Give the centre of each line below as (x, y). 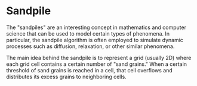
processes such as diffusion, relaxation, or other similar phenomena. (90, 46)
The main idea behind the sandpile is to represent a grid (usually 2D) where (99, 58)
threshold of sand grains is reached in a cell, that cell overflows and (90, 70)
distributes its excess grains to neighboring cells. (66, 77)
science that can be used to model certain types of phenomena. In (88, 33)
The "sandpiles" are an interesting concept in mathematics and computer (96, 27)
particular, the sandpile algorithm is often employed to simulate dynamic (95, 40)
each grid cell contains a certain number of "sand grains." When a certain (96, 64)
